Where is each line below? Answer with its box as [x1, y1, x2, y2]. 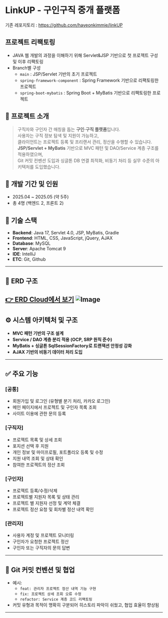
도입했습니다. [34, 163, 61, 170]
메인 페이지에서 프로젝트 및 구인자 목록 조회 [12, 404, 97, 410]
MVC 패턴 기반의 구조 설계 [12, 330, 64, 336]
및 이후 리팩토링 [12, 58, 43, 64]
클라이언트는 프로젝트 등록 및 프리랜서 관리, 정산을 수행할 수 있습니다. [17, 138, 152, 145]
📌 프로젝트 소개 [5, 112, 49, 120]
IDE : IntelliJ [12, 251, 36, 257]
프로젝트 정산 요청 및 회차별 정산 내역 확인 [12, 507, 94, 513]
